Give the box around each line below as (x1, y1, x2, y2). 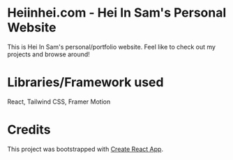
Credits (7, 122, 51, 138)
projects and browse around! (7, 50, 91, 58)
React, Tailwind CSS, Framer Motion (7, 97, 111, 106)
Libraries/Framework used (7, 74, 164, 90)
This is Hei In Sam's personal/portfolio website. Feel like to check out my (7, 42, 216, 51)
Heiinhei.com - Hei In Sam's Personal (7, 5, 227, 21)
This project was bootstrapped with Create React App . (7, 145, 164, 153)
